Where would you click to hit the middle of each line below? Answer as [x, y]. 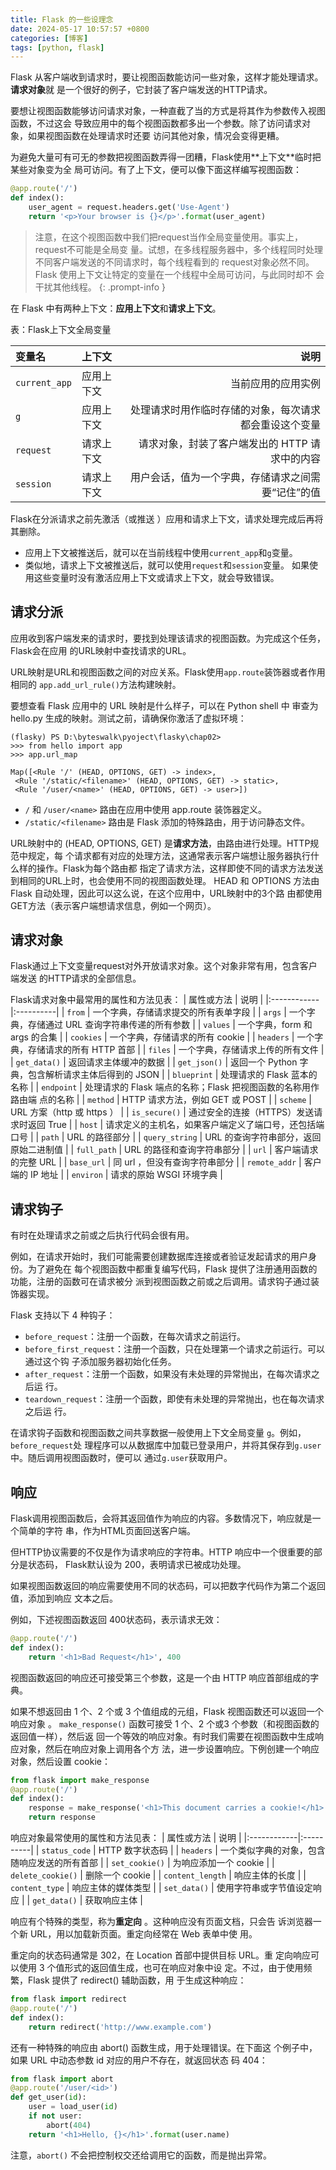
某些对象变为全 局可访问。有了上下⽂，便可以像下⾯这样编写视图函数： [156, 170]
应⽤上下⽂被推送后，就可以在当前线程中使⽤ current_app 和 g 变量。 [161, 552]
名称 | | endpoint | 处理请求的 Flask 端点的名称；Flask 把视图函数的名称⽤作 [165, 1087]
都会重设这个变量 [280, 424]
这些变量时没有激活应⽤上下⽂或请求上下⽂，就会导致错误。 [156, 577]
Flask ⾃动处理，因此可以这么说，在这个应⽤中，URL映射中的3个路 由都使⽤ [166, 893]
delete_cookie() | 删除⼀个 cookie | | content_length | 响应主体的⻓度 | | [158, 1875]
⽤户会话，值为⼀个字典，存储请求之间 [220, 477]
